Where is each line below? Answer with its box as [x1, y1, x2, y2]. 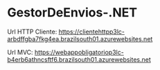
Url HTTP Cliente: [7, 27, 57, 36]
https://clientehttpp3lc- [58, 27, 125, 36]
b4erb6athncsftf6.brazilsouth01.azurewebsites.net [7, 55, 151, 63]
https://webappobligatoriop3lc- [34, 48, 125, 56]
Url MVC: [7, 48, 33, 56]
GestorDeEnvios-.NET [7, 5, 137, 21]
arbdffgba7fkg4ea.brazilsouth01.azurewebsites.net [7, 34, 153, 43]
